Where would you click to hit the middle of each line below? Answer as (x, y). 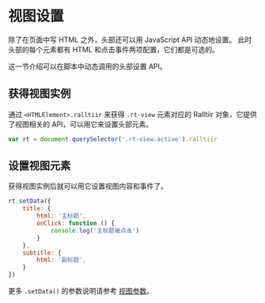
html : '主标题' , (62, 216)
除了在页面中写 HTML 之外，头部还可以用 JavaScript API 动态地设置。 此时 (130, 40)
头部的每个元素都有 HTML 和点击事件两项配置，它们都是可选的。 (114, 49)
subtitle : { (42, 253)
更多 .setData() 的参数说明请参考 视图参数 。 (81, 291)
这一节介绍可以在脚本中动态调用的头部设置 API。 (88, 66)
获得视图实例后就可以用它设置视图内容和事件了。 (88, 186)
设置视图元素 (40, 166)
